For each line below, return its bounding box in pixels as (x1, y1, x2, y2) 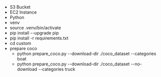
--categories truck (38, 66, 75, 72)
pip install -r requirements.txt (9, 35, 69, 41)
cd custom (9, 40, 32, 46)
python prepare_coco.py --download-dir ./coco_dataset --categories (17, 51, 157, 57)
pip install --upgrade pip (9, 30, 59, 36)
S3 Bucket (9, 4, 31, 10)
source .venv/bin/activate (9, 25, 61, 31)
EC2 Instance (9, 9, 37, 15)
